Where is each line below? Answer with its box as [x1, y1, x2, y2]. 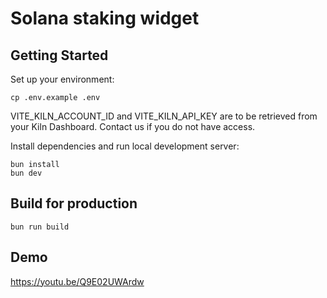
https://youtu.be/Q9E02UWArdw [10, 275, 145, 287]
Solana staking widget [10, 7, 200, 30]
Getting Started [10, 47, 109, 64]
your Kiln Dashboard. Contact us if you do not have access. [10, 121, 256, 132]
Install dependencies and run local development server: [10, 140, 240, 152]
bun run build [10, 222, 70, 232]
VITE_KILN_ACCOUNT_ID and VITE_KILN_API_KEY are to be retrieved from [10, 110, 318, 122]
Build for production [10, 195, 138, 212]
